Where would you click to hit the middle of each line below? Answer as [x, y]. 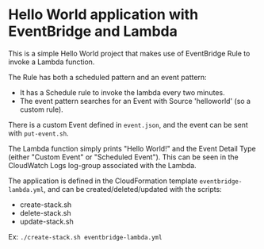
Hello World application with [103, 15]
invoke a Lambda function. [52, 62]
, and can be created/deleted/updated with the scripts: [132, 189]
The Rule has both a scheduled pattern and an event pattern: [108, 77]
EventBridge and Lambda [93, 31]
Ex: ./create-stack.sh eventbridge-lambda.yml [85, 236]
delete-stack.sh [45, 213]
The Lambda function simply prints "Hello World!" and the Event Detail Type [132, 148]
